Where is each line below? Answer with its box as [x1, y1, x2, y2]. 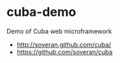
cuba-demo [6, 4, 76, 20]
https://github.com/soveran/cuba [16, 48, 113, 56]
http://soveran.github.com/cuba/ [16, 40, 112, 48]
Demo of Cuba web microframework [6, 27, 112, 35]
